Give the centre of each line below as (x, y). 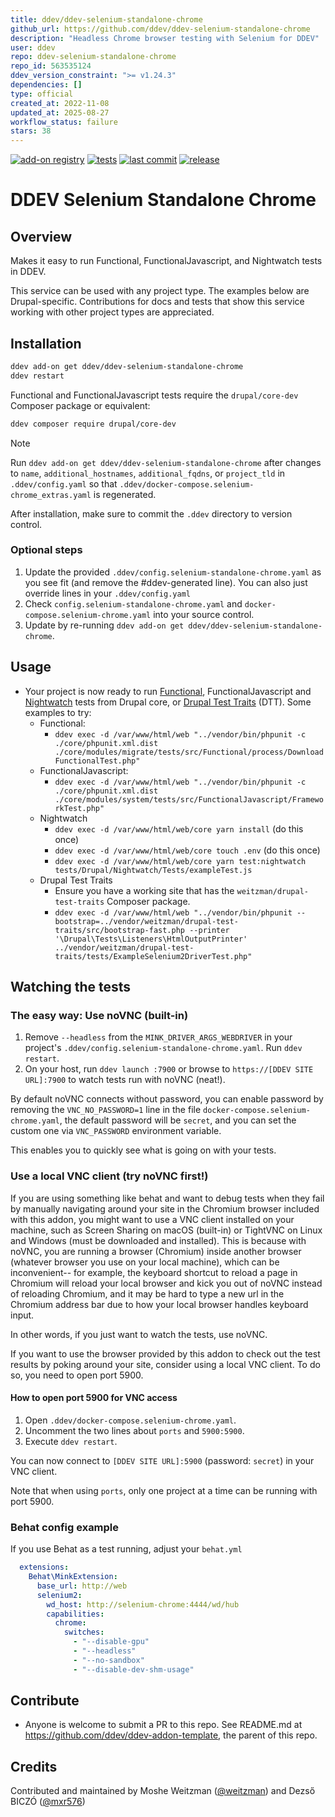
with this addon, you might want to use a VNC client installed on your (152, 1219)
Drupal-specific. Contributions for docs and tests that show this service (157, 302)
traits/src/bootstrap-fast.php (119, 930)
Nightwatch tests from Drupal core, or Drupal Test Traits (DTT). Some (168, 702)
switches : (84, 1632)
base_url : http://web (82, 1586)
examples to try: (58, 712)
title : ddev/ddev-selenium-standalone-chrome (106, 19)
